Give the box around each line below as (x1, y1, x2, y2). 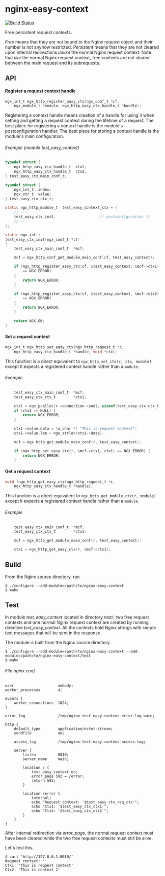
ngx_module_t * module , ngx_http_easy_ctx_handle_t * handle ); (14, 104, 141, 109)
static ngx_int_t (5, 232, 41, 237)
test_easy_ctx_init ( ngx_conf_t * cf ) (5, 237, 80, 242)
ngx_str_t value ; (14, 191, 52, 197)
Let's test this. (5, 844, 34, 850)
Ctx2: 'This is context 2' (5, 867, 60, 872)
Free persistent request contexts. (5, 29, 72, 35)
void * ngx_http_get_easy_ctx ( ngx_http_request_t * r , (5, 479, 115, 484)
